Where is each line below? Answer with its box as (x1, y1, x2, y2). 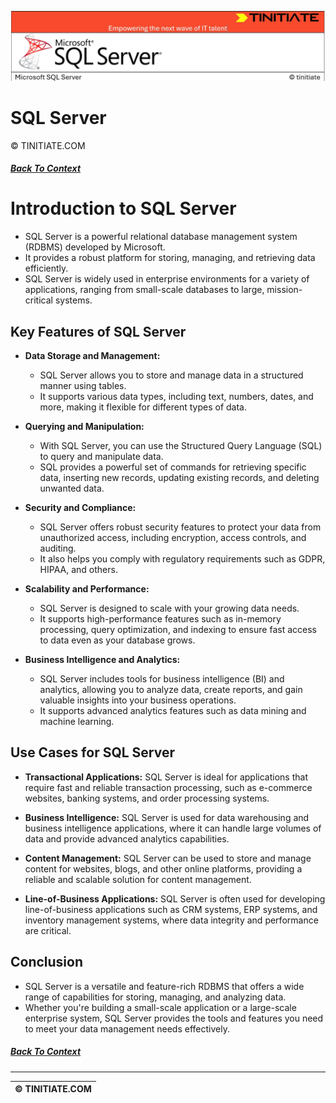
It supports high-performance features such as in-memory (39, 613, 282, 625)
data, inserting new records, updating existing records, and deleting (39, 472, 320, 483)
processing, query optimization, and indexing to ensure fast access (39, 624, 317, 635)
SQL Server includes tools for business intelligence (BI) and (39, 673, 285, 685)
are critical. (24, 924, 72, 936)
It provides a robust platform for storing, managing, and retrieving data (24, 252, 316, 264)
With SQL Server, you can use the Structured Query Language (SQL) (39, 440, 323, 451)
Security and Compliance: (24, 502, 137, 513)
